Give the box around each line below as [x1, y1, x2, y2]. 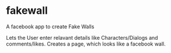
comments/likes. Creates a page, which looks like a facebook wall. [6, 40, 166, 47]
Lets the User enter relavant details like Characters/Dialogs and [6, 34, 159, 41]
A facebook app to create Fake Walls [6, 23, 95, 30]
